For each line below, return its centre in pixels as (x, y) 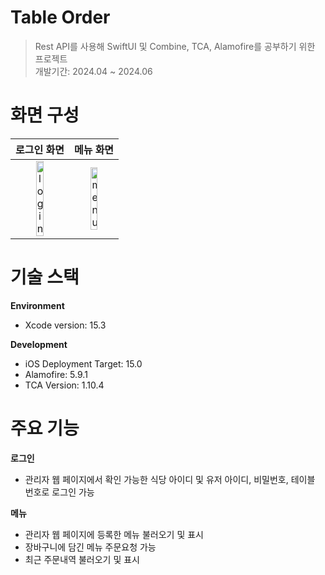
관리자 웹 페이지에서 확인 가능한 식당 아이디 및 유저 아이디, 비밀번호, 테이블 (170, 479)
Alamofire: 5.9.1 (56, 374)
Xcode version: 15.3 (65, 325)
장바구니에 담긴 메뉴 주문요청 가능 (90, 547)
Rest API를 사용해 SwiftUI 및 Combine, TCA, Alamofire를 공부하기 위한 (175, 46)
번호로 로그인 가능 (59, 492)
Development (39, 344)
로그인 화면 (40, 149)
